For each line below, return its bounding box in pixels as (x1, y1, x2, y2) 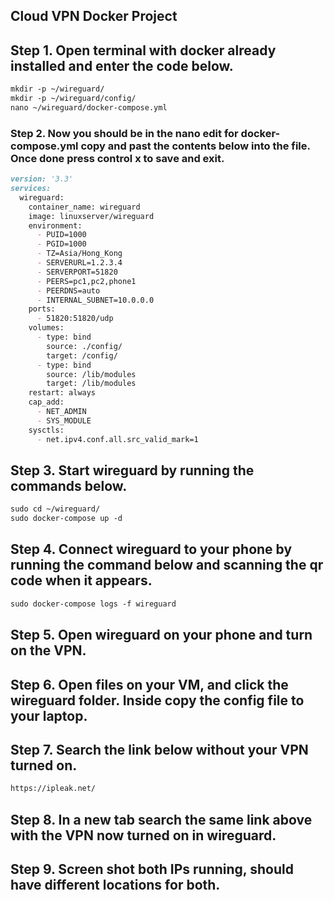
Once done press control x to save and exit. (10, 151, 225, 165)
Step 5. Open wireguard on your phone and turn (10, 627, 313, 644)
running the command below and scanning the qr (10, 557, 324, 574)
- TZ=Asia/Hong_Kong (36, 249, 123, 259)
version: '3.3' (10, 174, 74, 184)
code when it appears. (10, 572, 153, 589)
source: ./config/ (46, 341, 123, 351)
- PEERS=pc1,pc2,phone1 (36, 276, 137, 286)
